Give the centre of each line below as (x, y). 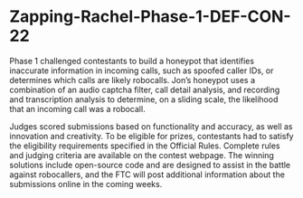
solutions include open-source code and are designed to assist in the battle (150, 165)
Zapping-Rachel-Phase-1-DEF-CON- (150, 17)
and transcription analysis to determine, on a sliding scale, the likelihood (144, 99)
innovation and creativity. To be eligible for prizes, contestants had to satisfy (151, 136)
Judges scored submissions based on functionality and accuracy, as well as (151, 126)
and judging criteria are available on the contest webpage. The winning (142, 155)
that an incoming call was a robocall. (78, 108)
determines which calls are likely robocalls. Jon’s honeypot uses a (133, 80)
